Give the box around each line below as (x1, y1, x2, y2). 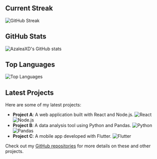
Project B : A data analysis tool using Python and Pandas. (12, 123, 132, 129)
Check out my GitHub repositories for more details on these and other (5, 143, 151, 149)
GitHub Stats (5, 32, 47, 41)
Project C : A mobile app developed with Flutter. (12, 133, 112, 139)
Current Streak (5, 4, 53, 13)
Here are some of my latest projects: (5, 102, 82, 108)
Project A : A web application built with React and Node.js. (12, 111, 134, 118)
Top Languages (5, 60, 55, 69)
